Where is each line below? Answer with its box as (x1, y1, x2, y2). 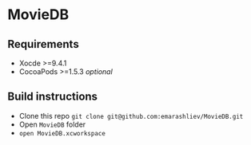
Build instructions (7, 90, 98, 104)
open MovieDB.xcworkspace (18, 129, 106, 137)
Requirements (7, 37, 79, 51)
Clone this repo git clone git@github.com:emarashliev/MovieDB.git (18, 111, 244, 120)
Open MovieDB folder (18, 120, 86, 129)
